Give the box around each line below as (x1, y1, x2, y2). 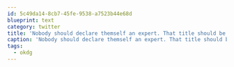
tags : (7, 43, 23, 50)
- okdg (13, 50, 33, 57)
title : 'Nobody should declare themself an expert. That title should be (7, 29, 226, 37)
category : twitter (7, 23, 61, 30)
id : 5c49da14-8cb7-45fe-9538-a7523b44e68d (7, 10, 132, 17)
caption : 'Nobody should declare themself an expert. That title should (7, 36, 223, 43)
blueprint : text (7, 17, 54, 24)
